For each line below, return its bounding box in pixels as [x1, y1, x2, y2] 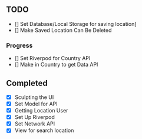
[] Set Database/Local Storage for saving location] [14, 20, 137, 27]
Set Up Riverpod [14, 114, 55, 121]
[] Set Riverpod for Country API [14, 55, 91, 62]
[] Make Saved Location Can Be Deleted [14, 27, 112, 34]
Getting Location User [14, 107, 68, 114]
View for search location [14, 127, 74, 134]
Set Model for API [14, 100, 58, 107]
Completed [6, 78, 48, 88]
